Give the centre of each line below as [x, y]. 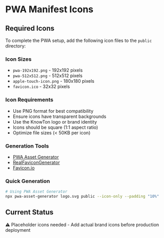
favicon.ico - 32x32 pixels [41, 87]
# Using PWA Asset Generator [36, 192]
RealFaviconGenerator [36, 162]
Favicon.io [24, 168]
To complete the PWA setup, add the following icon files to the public [79, 40]
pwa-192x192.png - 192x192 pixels [48, 70]
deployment [18, 230]
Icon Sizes [18, 59]
